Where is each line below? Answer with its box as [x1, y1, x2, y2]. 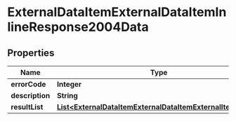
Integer [56, 80, 82, 89]
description [11, 91, 51, 100]
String [56, 91, 79, 100]
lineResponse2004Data [7, 19, 149, 35]
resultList [11, 102, 44, 112]
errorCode [11, 80, 46, 89]
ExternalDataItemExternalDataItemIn [7, 4, 227, 20]
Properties [7, 47, 55, 59]
